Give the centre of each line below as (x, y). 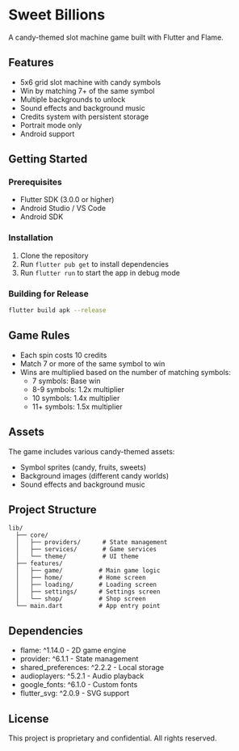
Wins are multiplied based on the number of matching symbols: (126, 372)
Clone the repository (54, 255)
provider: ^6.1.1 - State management (79, 659)
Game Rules (39, 336)
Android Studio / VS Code (63, 209)
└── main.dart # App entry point (88, 606)
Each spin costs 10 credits (63, 355)
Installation (31, 238)
